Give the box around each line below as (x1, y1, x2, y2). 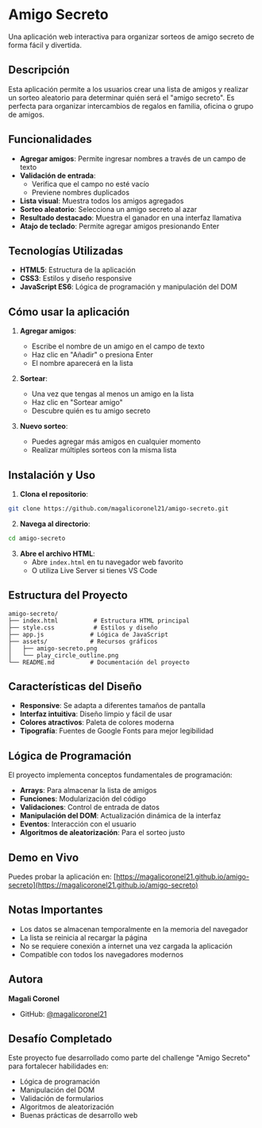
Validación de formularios (19, 1094, 104, 1103)
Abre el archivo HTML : (19, 549, 95, 558)
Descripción (8, 64, 70, 77)
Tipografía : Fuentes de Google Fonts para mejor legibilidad (19, 726, 214, 736)
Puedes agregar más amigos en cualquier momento (31, 437, 201, 446)
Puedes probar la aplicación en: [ (8, 872, 117, 881)
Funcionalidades (8, 133, 93, 146)
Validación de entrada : (19, 171, 97, 180)
